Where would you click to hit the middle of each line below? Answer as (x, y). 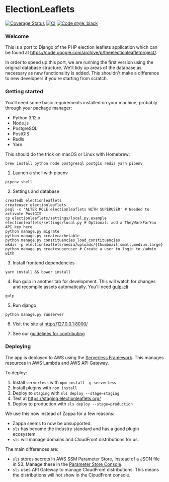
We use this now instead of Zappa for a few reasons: (60, 414)
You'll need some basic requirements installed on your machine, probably (81, 102)
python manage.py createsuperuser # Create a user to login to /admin (81, 249)
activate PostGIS (23, 214)
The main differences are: (32, 449)
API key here (19, 227)
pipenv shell (19, 182)
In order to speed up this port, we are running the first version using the (79, 62)
